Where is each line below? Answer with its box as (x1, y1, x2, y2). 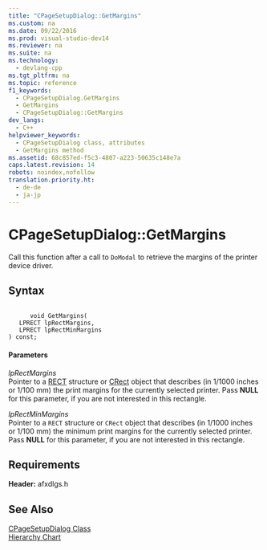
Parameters (8, 350, 48, 360)
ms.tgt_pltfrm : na (8, 71, 70, 79)
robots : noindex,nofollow (8, 169, 95, 177)
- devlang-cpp (15, 64, 63, 72)
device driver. (8, 260, 54, 270)
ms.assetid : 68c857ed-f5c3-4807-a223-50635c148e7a (8, 153, 181, 161)
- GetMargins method (15, 146, 84, 154)
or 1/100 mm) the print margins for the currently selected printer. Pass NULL (8, 385, 259, 394)
